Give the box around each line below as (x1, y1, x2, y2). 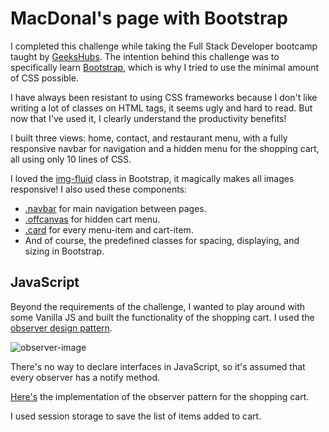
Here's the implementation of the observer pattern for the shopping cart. (10, 390, 310, 402)
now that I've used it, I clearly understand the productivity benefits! (10, 112, 287, 124)
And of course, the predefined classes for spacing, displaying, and (24, 234, 300, 246)
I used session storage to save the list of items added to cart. (10, 410, 262, 422)
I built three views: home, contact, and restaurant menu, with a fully (10, 132, 288, 144)
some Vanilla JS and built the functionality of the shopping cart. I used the (10, 311, 315, 323)
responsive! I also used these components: (10, 183, 188, 195)
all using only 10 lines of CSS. (10, 153, 132, 165)
